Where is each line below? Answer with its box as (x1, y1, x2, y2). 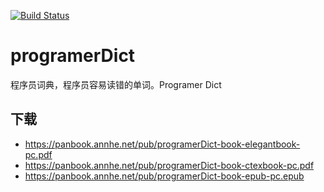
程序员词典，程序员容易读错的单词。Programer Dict (10, 78, 222, 90)
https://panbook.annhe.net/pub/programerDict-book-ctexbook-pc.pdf (24, 159, 315, 171)
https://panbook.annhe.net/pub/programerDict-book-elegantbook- (24, 138, 301, 150)
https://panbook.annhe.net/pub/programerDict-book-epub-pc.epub (24, 170, 305, 182)
